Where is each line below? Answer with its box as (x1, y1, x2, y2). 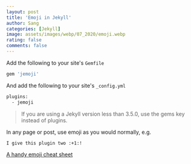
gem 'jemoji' (6, 71, 39, 77)
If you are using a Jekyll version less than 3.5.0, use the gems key (21, 110, 186, 117)
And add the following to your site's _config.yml (6, 82, 126, 89)
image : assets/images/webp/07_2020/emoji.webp (6, 31, 126, 38)
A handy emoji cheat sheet (6, 151, 73, 158)
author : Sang (6, 20, 39, 26)
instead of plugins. (21, 116, 68, 124)
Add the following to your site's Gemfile (6, 59, 105, 67)
